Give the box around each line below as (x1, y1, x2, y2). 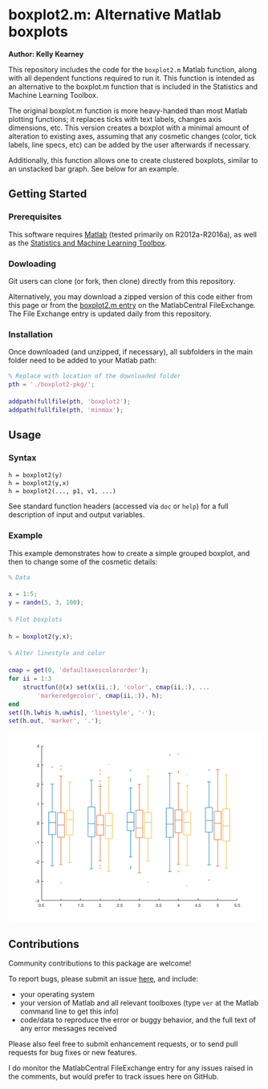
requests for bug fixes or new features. (8, 1048, 138, 1058)
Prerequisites (8, 211, 62, 222)
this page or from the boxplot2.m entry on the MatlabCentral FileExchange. (8, 300, 256, 310)
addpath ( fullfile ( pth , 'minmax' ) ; (8, 406, 124, 414)
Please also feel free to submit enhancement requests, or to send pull (8, 1039, 238, 1049)
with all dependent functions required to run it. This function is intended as (8, 73, 255, 83)
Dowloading (8, 258, 56, 269)
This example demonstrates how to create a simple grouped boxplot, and (8, 548, 250, 558)
